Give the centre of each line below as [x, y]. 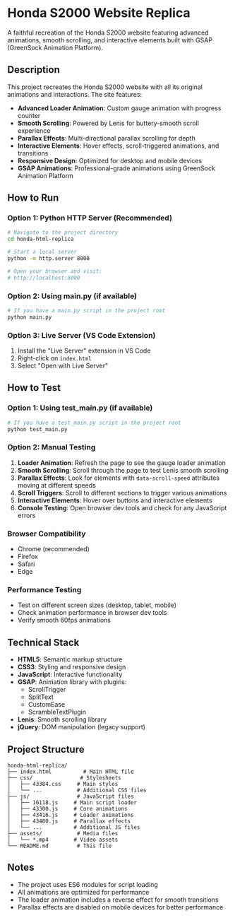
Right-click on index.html [54, 358]
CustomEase [47, 705]
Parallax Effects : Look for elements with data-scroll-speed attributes [119, 478]
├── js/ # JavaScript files [71, 796]
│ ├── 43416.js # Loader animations [71, 815]
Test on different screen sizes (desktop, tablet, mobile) [97, 605]
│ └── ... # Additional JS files [74, 827]
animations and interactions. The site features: [75, 94]
